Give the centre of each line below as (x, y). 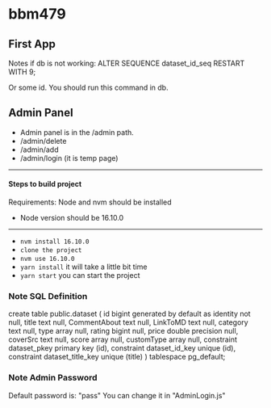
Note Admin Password (53, 378)
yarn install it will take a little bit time (83, 267)
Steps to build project (45, 184)
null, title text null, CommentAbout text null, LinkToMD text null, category (128, 322)
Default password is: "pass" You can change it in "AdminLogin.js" (117, 395)
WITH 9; (22, 72)
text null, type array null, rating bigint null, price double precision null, (123, 331)
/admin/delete (43, 141)
